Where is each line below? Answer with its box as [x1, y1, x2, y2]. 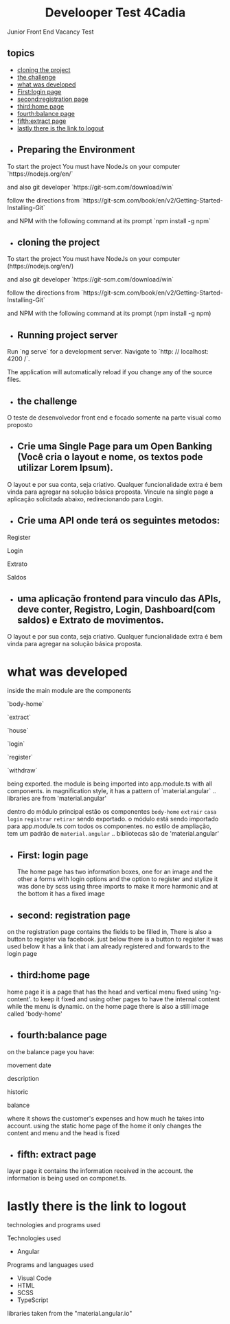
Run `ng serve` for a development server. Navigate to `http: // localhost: [7, 347, 209, 356]
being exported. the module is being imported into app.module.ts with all [7, 779, 213, 788]
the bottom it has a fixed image [16, 889, 105, 898]
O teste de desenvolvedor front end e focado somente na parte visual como [7, 413, 222, 422]
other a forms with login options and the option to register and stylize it [16, 875, 218, 883]
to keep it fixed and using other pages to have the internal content [33, 994, 220, 1003]
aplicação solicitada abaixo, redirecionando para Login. [7, 494, 163, 503]
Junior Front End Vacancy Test [7, 27, 94, 36]
